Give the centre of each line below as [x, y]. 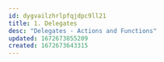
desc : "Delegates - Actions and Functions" [83, 31]
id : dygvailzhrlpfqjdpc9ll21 [57, 16]
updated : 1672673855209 [48, 38]
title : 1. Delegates [43, 23]
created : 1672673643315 [48, 46]
